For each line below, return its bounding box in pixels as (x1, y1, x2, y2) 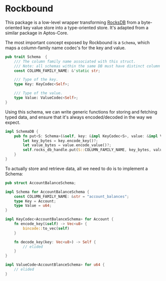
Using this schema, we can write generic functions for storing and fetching (5, 109, 158, 114)
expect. (5, 119, 21, 125)
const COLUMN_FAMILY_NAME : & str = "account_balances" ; (14, 194, 129, 199)
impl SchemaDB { (5, 129, 39, 134)
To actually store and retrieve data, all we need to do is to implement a (5, 166, 148, 171)
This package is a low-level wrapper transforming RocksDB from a (5, 19, 140, 25)
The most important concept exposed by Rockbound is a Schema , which (5, 39, 150, 45)
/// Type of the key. (14, 77, 58, 82)
